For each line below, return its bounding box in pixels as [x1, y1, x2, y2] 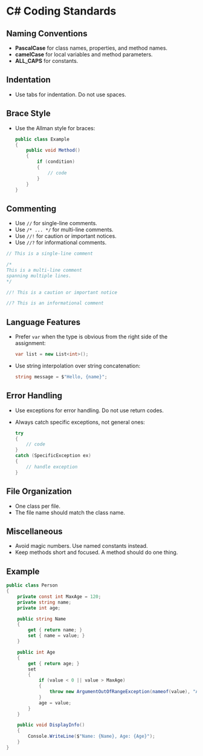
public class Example [14, 136, 69, 142]
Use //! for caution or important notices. [14, 232, 117, 240]
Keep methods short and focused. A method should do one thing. [14, 549, 178, 556]
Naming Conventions [6, 28, 88, 39]
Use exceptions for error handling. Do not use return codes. [14, 407, 164, 414]
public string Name [17, 616, 66, 622]
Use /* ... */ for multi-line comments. [14, 226, 114, 234]
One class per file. [14, 502, 60, 510]
